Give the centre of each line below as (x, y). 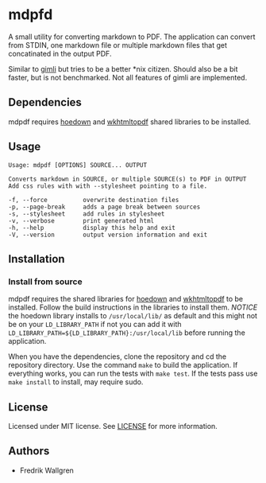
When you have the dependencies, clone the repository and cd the (118, 356)
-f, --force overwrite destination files (94, 200)
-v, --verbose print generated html (81, 220)
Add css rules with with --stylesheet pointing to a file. (108, 186)
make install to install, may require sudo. (76, 382)
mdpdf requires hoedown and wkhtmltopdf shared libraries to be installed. (130, 122)
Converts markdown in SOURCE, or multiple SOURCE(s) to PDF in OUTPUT (127, 179)
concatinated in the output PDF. (60, 53)
